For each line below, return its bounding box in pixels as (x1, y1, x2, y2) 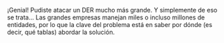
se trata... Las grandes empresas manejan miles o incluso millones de (7, 13, 205, 21)
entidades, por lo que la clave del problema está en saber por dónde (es (7, 21, 213, 28)
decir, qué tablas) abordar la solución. (7, 28, 115, 36)
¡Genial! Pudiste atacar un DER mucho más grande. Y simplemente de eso (7, 6, 218, 14)
